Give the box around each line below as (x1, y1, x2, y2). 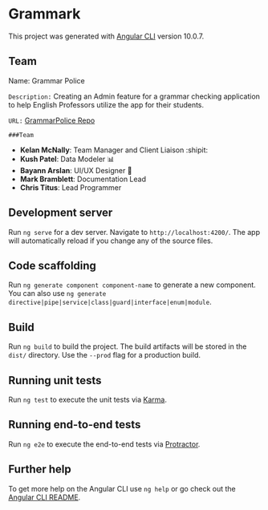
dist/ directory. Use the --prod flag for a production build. (8, 350, 201, 360)
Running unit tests (8, 374, 102, 387)
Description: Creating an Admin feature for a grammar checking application (8, 91, 261, 101)
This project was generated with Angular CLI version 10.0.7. (8, 31, 205, 41)
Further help (8, 463, 72, 476)
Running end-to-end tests (8, 418, 141, 431)
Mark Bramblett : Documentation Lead (19, 174, 147, 184)
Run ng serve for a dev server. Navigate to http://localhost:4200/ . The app (8, 227, 261, 237)
